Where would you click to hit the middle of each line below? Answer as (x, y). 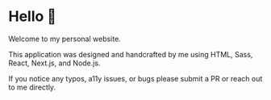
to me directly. (32, 87)
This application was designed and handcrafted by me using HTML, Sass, (131, 54)
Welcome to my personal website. (65, 39)
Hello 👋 (32, 17)
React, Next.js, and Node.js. (54, 63)
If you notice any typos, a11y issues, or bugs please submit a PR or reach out (135, 78)
